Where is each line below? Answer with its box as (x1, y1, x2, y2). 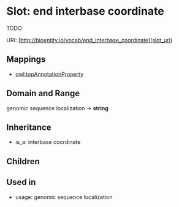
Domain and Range (6, 88, 80, 99)
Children (6, 156, 40, 167)
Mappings (6, 54, 46, 65)
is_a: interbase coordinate (15, 138, 81, 146)
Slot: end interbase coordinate (6, 4, 164, 18)
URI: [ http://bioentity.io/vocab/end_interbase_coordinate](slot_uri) (6, 36, 173, 43)
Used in (6, 177, 36, 187)
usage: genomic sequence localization (15, 193, 113, 200)
